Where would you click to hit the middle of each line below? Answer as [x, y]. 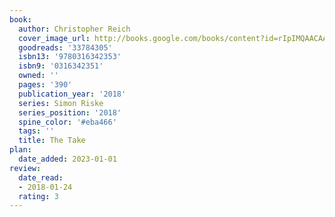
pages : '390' [45, 85]
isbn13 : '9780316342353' [70, 57]
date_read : [41, 177]
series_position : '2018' [70, 112]
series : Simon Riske [61, 103]
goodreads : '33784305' [65, 47]
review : [25, 168]
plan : [20, 150]
